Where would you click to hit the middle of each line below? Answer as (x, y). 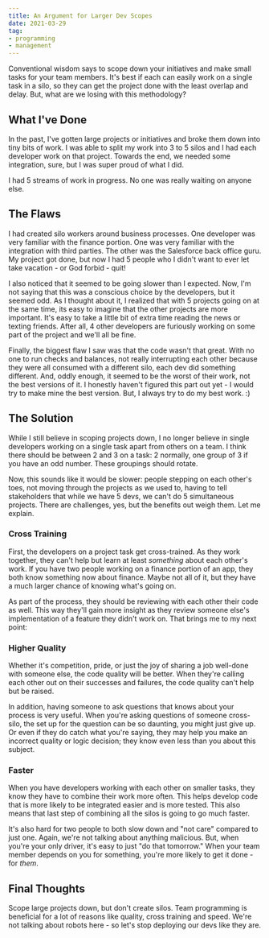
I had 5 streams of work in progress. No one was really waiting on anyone (130, 180)
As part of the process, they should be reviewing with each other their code (133, 601)
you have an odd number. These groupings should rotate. (103, 463)
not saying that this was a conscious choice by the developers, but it (122, 291)
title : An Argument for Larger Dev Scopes (80, 16)
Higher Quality (37, 647)
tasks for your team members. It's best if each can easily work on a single (130, 77)
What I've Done (48, 120)
